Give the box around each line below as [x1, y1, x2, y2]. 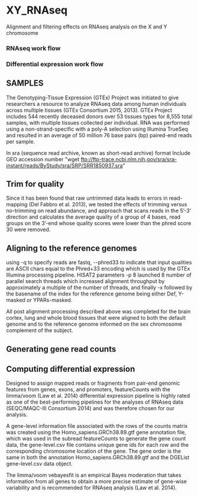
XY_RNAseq [6, 4, 68, 17]
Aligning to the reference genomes [6, 243, 137, 253]
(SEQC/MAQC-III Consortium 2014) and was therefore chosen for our [6, 405, 175, 412]
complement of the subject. [6, 327, 73, 334]
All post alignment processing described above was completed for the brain [6, 308, 191, 315]
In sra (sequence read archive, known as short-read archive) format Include [6, 149, 191, 157]
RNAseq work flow [6, 44, 61, 52]
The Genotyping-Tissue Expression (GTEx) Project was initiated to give [6, 94, 179, 101]
